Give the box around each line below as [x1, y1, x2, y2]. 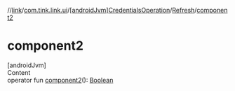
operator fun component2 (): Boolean [7, 76, 114, 84]
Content [7, 68, 31, 76]
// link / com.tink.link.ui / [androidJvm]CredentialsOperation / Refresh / [7, 6, 197, 14]
